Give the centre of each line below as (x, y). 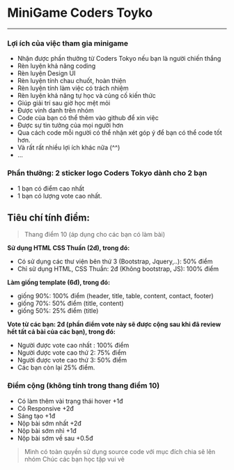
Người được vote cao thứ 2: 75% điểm (72, 353)
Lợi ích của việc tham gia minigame (68, 43)
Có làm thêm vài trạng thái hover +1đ (70, 401)
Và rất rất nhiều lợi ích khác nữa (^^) (69, 147)
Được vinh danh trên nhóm (55, 110)
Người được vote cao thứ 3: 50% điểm (72, 360)
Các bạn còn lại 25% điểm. (56, 367)
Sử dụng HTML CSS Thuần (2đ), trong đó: (69, 248)
